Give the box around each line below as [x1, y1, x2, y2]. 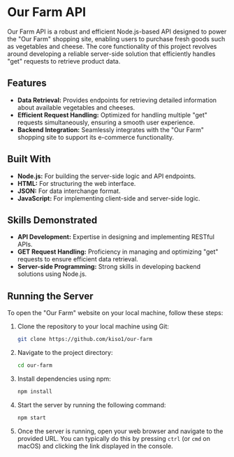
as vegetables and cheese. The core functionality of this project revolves [7, 42, 217, 50]
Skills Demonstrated [7, 214, 98, 226]
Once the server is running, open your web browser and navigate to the [17, 427, 224, 435]
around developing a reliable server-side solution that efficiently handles [7, 50, 216, 58]
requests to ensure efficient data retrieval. [17, 255, 138, 263]
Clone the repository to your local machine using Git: [17, 322, 170, 331]
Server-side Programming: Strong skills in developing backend [17, 263, 201, 271]
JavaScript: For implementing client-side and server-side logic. [17, 194, 200, 203]
